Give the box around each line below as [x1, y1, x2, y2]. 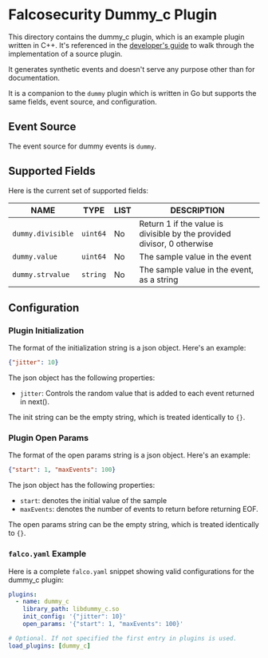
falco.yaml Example [8, 549, 86, 560]
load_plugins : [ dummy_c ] [8, 641, 91, 650]
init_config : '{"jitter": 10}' [22, 612, 127, 620]
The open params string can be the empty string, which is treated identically [8, 520, 259, 529]
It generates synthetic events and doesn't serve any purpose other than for [8, 64, 255, 73]
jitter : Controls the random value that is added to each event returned [19, 389, 255, 398]
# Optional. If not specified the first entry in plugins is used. [8, 634, 238, 642]
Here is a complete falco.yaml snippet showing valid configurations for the [8, 566, 254, 576]
